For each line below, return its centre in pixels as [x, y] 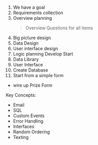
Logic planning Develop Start [43, 54]
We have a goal [29, 7]
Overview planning [32, 18]
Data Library [26, 59]
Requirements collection [38, 13]
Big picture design [32, 38]
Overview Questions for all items [59, 28]
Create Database [30, 70]
